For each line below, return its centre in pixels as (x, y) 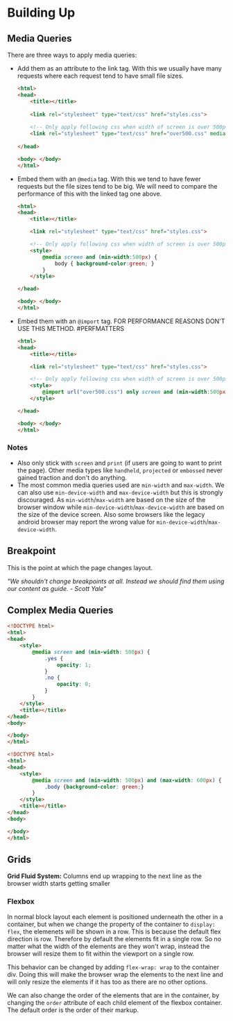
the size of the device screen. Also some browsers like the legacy (111, 514)
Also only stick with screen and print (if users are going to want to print (119, 463)
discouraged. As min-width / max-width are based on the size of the (111, 499)
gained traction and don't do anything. (72, 477)
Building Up (41, 13)
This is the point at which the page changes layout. (80, 567)
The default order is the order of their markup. (73, 1010)
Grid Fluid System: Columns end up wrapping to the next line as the (105, 876)
